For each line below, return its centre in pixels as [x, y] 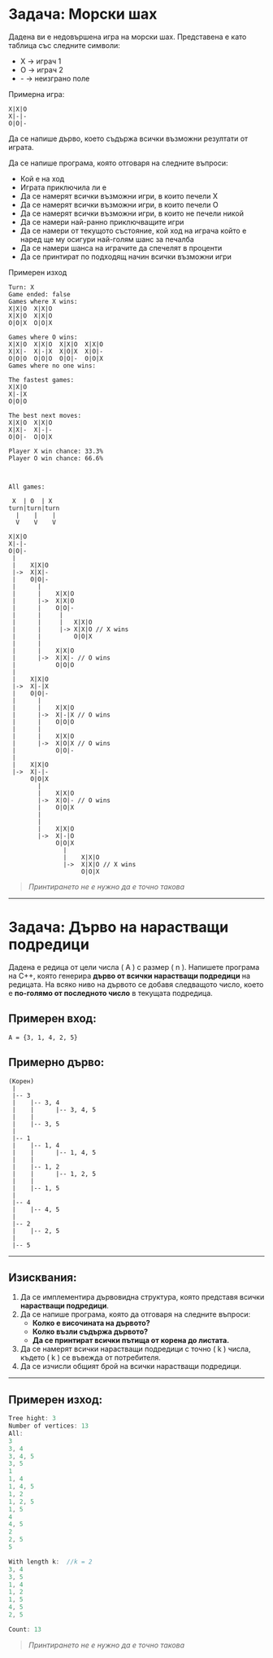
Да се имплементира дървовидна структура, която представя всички [142, 1297]
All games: [27, 487]
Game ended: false [39, 294]
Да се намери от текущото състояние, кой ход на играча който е [133, 230]
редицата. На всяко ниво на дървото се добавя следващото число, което [136, 984]
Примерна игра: [37, 94]
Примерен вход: [52, 1019]
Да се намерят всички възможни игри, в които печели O [119, 204]
